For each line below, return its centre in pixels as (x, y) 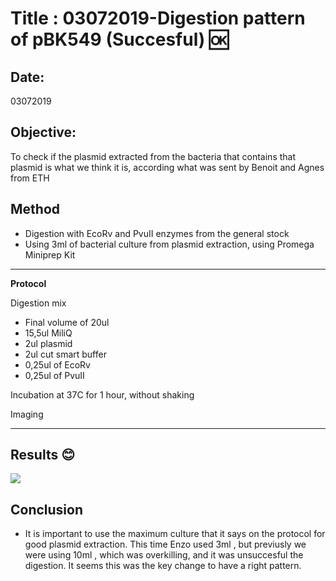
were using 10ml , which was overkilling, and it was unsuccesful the (164, 555)
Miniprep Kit (50, 254)
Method (35, 209)
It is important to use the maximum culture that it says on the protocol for (175, 534)
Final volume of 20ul (67, 322)
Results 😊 (43, 455)
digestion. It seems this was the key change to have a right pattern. (163, 566)
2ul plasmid (48, 343)
